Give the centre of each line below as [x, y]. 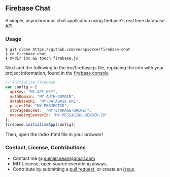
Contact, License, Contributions [46, 147]
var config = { [21, 87]
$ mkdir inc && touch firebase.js [42, 58]
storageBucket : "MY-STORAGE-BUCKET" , [51, 111]
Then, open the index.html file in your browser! [54, 134]
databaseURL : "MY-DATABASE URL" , [45, 101]
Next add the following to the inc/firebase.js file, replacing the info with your [84, 68]
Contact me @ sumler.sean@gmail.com [54, 158]
